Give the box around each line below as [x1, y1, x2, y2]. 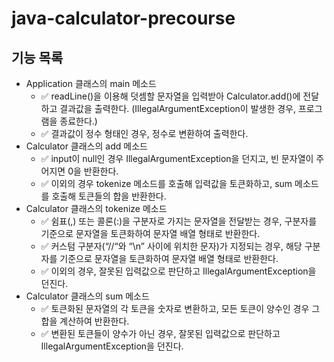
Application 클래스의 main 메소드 [25, 78, 157, 89]
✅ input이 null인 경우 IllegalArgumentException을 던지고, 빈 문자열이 [40, 153, 314, 164]
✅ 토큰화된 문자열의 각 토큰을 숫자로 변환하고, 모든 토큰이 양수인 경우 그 [40, 303, 321, 314]
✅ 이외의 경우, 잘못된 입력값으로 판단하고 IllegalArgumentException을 [40, 265, 317, 277]
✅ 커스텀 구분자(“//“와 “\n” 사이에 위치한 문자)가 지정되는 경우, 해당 [40, 240, 303, 252]
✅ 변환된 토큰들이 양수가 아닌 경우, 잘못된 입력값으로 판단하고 [40, 328, 281, 339]
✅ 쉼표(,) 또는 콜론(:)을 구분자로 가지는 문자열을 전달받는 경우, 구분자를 [40, 215, 318, 227]
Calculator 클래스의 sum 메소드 [25, 290, 150, 302]
